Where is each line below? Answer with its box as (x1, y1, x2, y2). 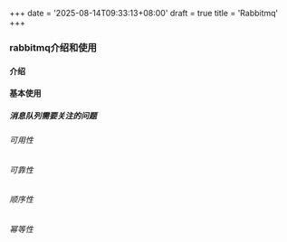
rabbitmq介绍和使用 (9, 41, 98, 53)
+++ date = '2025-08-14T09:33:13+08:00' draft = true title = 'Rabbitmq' (9, 8, 279, 18)
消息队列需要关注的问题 (9, 110, 97, 121)
